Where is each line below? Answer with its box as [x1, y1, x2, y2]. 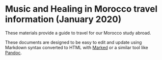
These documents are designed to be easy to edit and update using [5, 39, 142, 45]
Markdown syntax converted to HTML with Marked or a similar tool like [5, 44, 148, 50]
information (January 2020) [5, 14, 122, 25]
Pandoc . [5, 50, 22, 56]
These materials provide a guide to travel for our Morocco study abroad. [5, 30, 151, 36]
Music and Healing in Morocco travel [5, 3, 158, 15]
